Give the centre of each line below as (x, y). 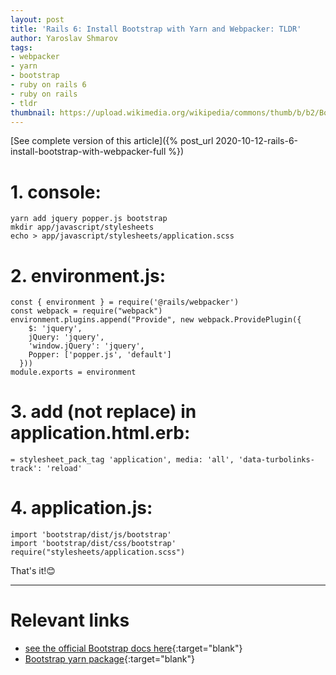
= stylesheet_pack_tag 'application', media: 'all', (122, 460)
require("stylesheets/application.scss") (98, 552)
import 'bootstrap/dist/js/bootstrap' (91, 535)
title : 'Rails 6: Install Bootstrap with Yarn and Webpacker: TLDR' (156, 29)
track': (26, 469)
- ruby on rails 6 (48, 85)
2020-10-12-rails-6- (257, 141)
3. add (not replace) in (103, 412)
